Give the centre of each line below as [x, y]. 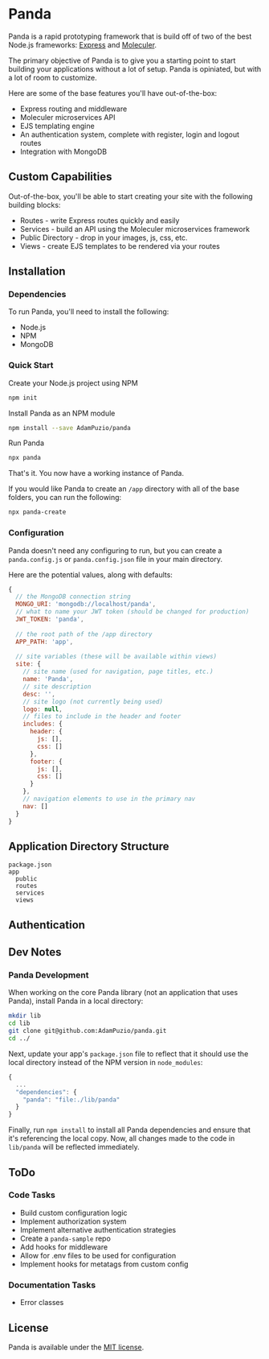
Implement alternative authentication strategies [98, 1229]
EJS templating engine [57, 126]
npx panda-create [37, 512]
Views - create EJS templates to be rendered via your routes [120, 246]
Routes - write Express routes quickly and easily [100, 220]
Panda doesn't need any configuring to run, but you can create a [115, 550]
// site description [57, 686]
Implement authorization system [73, 1221]
